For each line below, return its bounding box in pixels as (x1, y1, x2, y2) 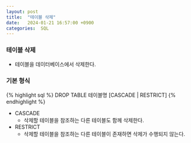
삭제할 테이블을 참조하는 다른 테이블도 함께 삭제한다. (23, 116, 144, 123)
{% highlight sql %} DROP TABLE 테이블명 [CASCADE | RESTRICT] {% (6, 91, 176, 98)
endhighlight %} (6, 98, 46, 105)
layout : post (6, 8, 39, 15)
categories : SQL (6, 25, 49, 31)
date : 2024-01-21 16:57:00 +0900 (6, 20, 94, 26)
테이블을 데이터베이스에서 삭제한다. (14, 61, 96, 68)
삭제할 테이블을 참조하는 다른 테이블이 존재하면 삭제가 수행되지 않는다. (23, 130, 186, 137)
